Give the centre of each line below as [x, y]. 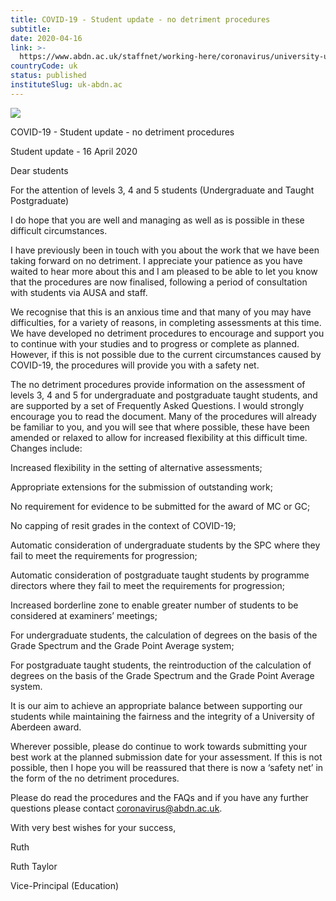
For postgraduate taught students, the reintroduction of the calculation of [161, 665]
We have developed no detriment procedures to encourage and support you [167, 333]
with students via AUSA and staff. [79, 292]
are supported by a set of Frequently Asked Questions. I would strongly [157, 405]
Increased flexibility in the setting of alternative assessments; [136, 467]
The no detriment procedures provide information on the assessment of [158, 384]
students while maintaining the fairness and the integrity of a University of [162, 716]
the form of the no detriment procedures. [95, 778]
